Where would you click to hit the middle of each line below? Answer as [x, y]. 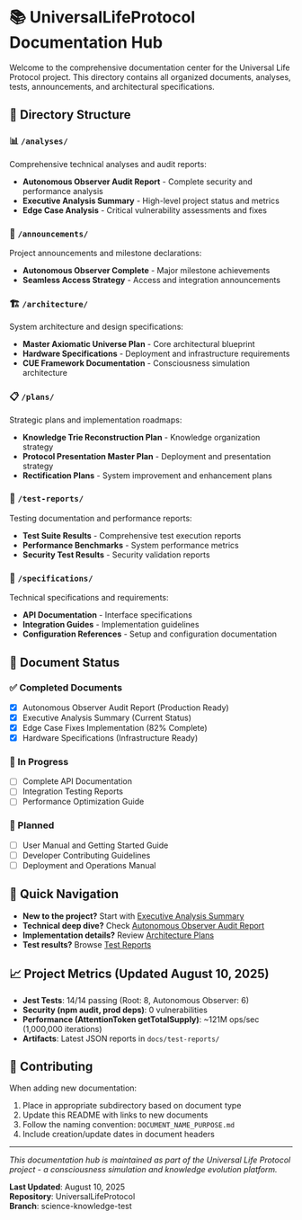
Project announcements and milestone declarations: [106, 253]
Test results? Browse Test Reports [87, 944]
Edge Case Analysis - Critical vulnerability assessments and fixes [145, 210]
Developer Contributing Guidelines [86, 855]
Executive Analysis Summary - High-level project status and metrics [151, 200]
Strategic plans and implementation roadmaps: [96, 420]
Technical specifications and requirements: [89, 598]
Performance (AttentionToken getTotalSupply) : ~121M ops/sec [141, 1019]
